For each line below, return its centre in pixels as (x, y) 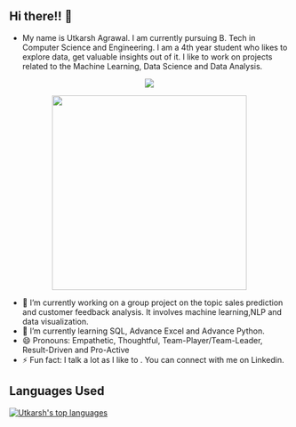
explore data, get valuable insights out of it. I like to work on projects (147, 56)
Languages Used (57, 391)
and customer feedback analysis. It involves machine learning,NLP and (152, 311)
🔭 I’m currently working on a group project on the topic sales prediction (152, 302)
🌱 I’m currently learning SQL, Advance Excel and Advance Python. (143, 331)
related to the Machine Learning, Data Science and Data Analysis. (142, 66)
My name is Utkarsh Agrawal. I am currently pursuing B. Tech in (139, 37)
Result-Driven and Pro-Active (76, 350)
